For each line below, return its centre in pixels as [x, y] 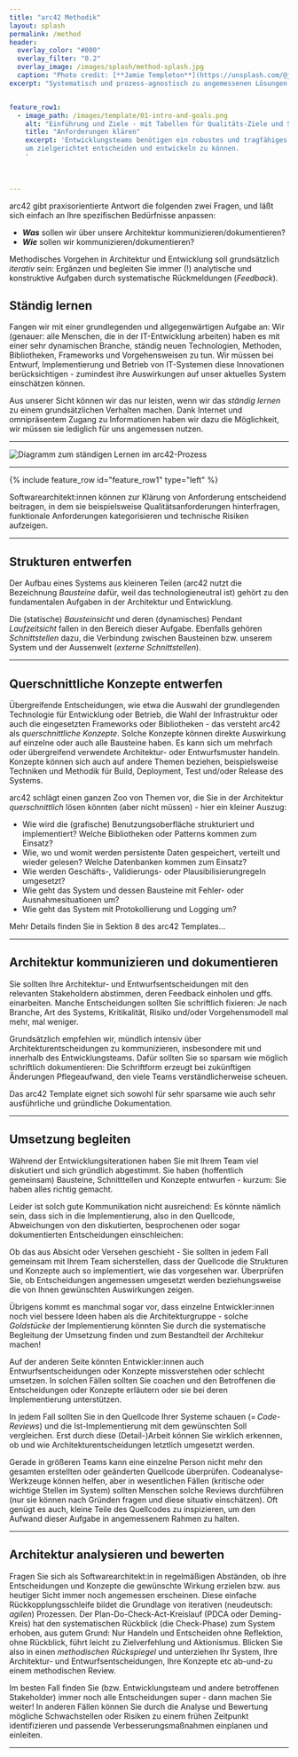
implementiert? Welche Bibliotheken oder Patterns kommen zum [139, 834]
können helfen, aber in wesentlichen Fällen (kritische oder [159, 1481]
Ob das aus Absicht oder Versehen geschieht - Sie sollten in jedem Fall [139, 1251]
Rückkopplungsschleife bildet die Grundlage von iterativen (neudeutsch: [141, 1604]
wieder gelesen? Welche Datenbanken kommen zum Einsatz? [134, 863]
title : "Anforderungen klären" [83, 132]
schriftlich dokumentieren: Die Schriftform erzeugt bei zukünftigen [130, 1067]
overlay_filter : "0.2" [59, 59]
